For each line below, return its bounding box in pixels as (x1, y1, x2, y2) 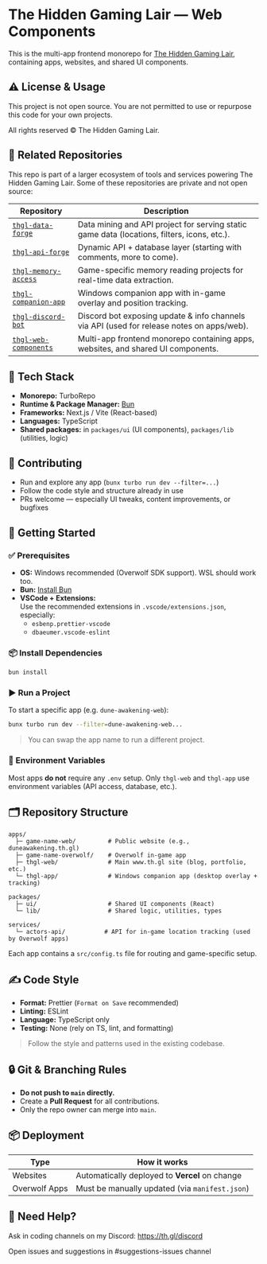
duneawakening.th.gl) (8, 845, 80, 853)
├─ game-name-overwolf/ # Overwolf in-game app (15, 851, 187, 860)
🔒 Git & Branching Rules (8, 1063, 127, 1076)
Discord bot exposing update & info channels (77, 310, 246, 321)
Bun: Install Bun (19, 585, 72, 594)
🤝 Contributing (8, 456, 83, 470)
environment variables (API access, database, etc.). (8, 781, 177, 791)
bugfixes (19, 503, 49, 512)
